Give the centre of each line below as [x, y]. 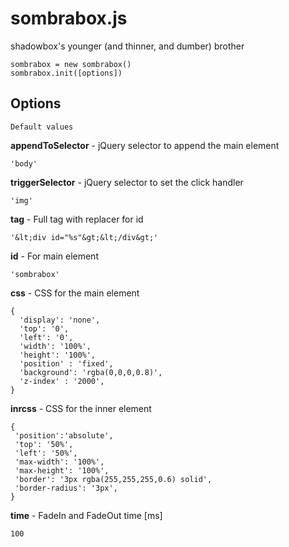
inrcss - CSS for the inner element [81, 408]
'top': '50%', [44, 444]
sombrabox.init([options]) [66, 73]
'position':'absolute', [64, 435]
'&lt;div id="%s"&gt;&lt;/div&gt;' [84, 237]
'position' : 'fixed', [66, 363]
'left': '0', [46, 337]
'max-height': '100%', [62, 470]
